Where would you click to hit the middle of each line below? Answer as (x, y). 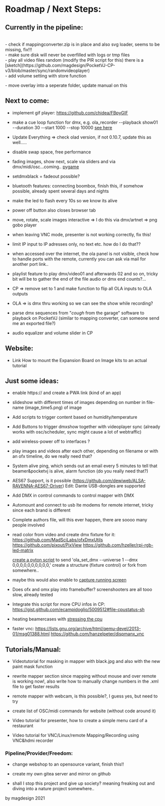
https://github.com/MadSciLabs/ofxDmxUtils (58, 540)
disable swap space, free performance (51, 152)
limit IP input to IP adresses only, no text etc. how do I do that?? (76, 244)
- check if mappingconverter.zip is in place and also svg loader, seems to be (82, 44)
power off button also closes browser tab (54, 210)
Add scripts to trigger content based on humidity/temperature (75, 417)
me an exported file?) (34, 323)
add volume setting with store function (47, 76)
